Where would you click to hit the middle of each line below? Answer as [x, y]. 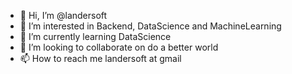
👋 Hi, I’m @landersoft [63, 15]
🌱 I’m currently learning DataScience [95, 36]
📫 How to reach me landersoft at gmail [100, 58]
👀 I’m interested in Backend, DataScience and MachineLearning [150, 26]
